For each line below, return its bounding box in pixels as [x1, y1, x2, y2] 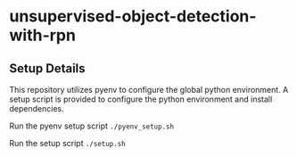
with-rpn [9, 25, 76, 45]
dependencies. [9, 103, 64, 113]
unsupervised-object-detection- [9, 6, 257, 27]
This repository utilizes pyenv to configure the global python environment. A [9, 85, 289, 95]
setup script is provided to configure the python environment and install [9, 94, 273, 104]
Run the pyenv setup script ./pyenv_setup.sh [9, 120, 175, 131]
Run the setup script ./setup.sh [9, 138, 127, 148]
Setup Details [9, 61, 87, 76]
